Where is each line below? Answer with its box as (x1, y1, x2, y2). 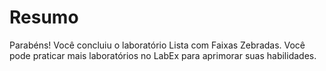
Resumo (9, 6, 79, 29)
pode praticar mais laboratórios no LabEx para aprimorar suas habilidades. (9, 49, 317, 61)
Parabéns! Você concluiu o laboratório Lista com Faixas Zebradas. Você (9, 39, 306, 51)
